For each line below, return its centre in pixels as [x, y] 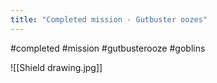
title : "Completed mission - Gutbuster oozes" [109, 19]
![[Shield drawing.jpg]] [56, 67]
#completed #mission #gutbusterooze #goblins [108, 48]
